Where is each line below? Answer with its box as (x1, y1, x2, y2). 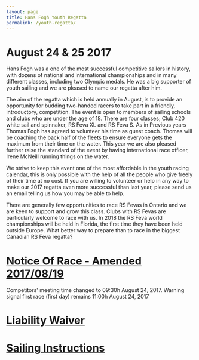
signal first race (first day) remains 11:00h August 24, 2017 (6, 293, 149, 300)
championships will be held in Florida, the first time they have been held (6, 220, 183, 227)
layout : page (6, 8, 39, 15)
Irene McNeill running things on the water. (6, 153, 109, 160)
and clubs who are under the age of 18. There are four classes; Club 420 (6, 115, 185, 122)
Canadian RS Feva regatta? (6, 233, 73, 241)
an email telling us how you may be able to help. (6, 190, 124, 197)
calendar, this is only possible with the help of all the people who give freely (6, 171, 193, 178)
